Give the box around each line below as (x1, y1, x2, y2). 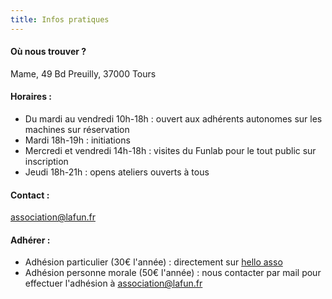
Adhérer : (10, 234, 51, 246)
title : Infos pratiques (10, 14, 110, 25)
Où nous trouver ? (10, 46, 87, 58)
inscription (24, 156, 69, 168)
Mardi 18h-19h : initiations (24, 134, 131, 146)
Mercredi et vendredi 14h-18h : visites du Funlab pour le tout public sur (24, 145, 317, 157)
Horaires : (10, 91, 53, 103)
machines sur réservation (24, 124, 130, 136)
